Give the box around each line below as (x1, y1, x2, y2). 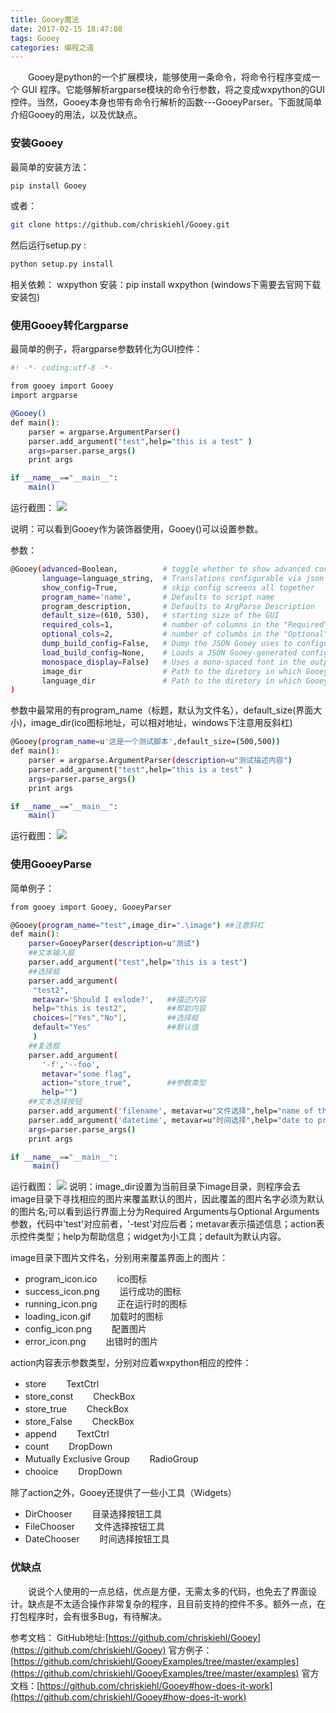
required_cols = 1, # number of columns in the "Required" (41, 620, 329, 630)
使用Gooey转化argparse (10, 319, 129, 333)
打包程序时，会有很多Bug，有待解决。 (10, 1610, 168, 1622)
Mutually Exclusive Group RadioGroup (24, 1453, 199, 1465)
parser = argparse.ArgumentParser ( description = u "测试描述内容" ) (28, 756, 293, 766)
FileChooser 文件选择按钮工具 (24, 1521, 166, 1533)
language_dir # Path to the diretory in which (41, 676, 302, 686)
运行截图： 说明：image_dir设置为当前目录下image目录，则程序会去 (10, 1181, 302, 1193)
